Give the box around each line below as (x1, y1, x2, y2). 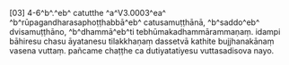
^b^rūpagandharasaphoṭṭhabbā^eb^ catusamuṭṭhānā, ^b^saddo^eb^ (9, 17, 260, 28)
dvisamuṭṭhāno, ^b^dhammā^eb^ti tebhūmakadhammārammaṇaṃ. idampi (9, 27, 281, 37)
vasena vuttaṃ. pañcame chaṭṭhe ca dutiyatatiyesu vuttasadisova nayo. (9, 45, 275, 56)
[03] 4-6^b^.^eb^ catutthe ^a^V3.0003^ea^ (9, 8, 166, 18)
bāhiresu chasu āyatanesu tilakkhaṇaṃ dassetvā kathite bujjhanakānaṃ (9, 36, 275, 46)
